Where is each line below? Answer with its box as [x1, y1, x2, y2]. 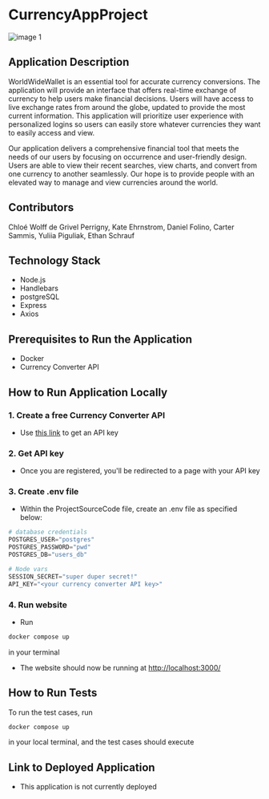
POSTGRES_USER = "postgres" [8, 536, 94, 544]
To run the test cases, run [8, 708, 94, 717]
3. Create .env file [8, 486, 79, 497]
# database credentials [8, 528, 88, 537]
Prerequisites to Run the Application [8, 332, 193, 346]
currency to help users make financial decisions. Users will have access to [8, 94, 254, 103]
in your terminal [8, 647, 60, 657]
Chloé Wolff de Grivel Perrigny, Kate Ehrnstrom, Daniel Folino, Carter [8, 222, 235, 232]
